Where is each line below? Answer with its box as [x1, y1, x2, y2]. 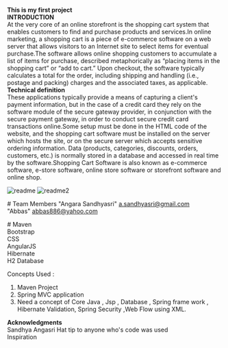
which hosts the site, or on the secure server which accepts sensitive [7, 137, 203, 145]
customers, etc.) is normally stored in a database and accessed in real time [7, 151, 219, 160]
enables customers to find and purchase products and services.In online [7, 27, 212, 36]
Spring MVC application [16, 290, 84, 299]
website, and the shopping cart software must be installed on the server [7, 129, 210, 138]
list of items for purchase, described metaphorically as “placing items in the [7, 57, 220, 64]
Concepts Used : [7, 270, 55, 278]
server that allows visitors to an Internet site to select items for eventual [7, 42, 209, 50]
